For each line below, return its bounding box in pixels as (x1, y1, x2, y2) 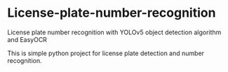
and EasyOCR (7, 35, 48, 43)
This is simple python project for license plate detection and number (7, 49, 205, 57)
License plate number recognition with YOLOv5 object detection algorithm (7, 28, 222, 36)
